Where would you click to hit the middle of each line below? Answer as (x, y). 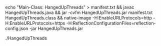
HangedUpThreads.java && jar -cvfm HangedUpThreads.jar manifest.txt (79, 12)
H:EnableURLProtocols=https (35, 23)
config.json (17, 28)
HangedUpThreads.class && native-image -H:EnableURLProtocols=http (79, 18)
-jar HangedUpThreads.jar (56, 28)
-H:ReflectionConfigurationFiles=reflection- (111, 23)
